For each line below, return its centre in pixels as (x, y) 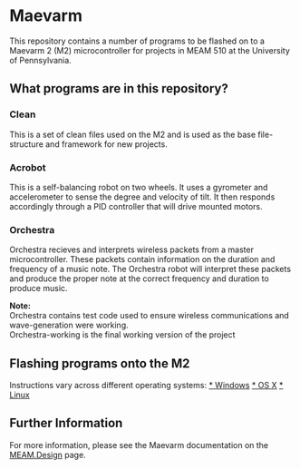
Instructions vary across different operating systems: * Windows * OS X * (146, 386)
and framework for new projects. (106, 144)
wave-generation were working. (69, 325)
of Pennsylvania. (41, 60)
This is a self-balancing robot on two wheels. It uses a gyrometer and (139, 187)
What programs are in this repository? (119, 88)
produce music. (39, 288)
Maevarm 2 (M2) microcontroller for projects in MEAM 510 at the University (150, 50)
